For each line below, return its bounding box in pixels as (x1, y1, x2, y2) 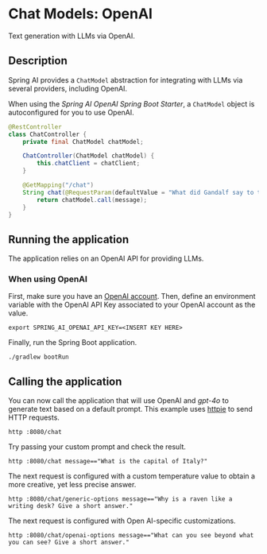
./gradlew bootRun (8, 353, 69, 362)
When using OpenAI (8, 273, 87, 285)
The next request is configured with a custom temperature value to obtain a (8, 471, 256, 481)
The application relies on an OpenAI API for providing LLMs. (8, 254, 204, 263)
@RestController (8, 122, 62, 131)
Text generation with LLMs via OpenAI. (8, 31, 135, 41)
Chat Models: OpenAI (8, 5, 153, 23)
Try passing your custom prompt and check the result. (8, 442, 187, 451)
